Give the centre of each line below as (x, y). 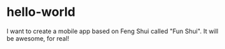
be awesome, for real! (38, 38)
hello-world (41, 12)
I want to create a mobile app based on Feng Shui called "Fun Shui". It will (112, 31)
